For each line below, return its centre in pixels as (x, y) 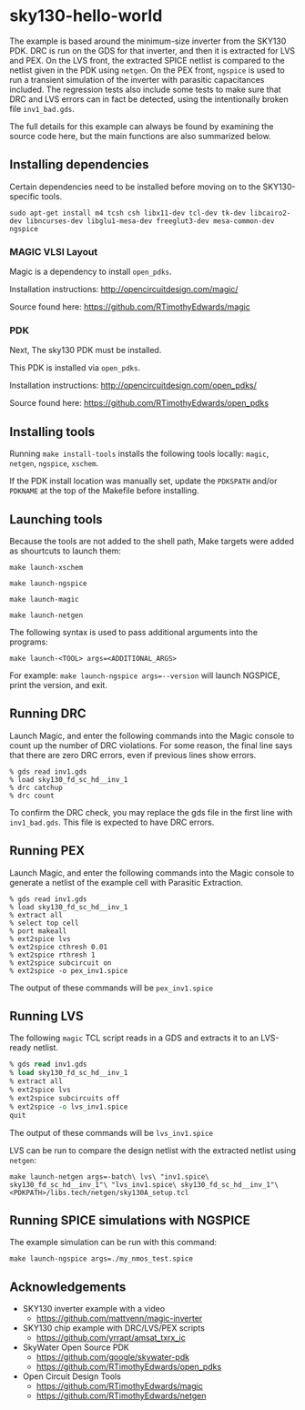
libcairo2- (270, 213)
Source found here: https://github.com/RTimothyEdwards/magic (130, 307)
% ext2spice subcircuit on (61, 963)
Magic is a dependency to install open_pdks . (91, 272)
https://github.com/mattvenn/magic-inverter (119, 1319)
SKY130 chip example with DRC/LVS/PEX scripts (113, 1328)
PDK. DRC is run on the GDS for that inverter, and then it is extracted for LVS (152, 50)
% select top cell (44, 923)
